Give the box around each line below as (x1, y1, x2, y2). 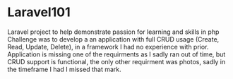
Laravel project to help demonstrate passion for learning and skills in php (7, 28, 220, 36)
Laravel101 (7, 4, 71, 20)
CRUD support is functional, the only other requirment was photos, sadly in (7, 57, 226, 66)
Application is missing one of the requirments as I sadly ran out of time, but (7, 50, 226, 59)
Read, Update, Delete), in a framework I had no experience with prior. (7, 42, 209, 51)
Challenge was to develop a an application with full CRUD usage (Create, (7, 35, 220, 43)
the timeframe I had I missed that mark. (7, 65, 121, 73)
